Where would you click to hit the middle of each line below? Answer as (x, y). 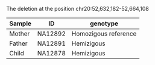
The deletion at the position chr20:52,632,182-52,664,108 (77, 9)
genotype (104, 23)
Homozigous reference (104, 34)
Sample (21, 23)
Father (19, 43)
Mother (20, 34)
